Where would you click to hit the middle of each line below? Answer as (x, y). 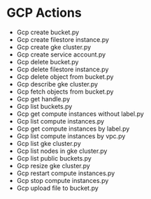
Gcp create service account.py (61, 54)
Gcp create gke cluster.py (54, 47)
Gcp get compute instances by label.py (73, 128)
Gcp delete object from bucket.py (65, 76)
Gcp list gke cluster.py (49, 143)
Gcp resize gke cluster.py (53, 165)
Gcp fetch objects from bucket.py (65, 91)
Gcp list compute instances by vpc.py (71, 136)
